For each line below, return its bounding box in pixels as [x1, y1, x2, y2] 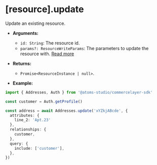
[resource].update [5, 4, 84, 15]
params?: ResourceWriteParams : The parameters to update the [20, 45, 149, 51]
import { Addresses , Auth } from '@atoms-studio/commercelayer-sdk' [5, 90, 153, 95]
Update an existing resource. [5, 20, 66, 26]
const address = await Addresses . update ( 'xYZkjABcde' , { [5, 108, 128, 113]
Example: [12, 80, 33, 86]
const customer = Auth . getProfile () [5, 99, 83, 104]
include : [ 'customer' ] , [14, 146, 65, 151]
